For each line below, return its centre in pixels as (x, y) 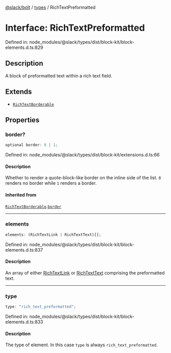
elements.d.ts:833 (24, 322)
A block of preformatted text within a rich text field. (59, 75)
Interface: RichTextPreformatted (75, 28)
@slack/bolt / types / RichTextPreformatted (50, 7)
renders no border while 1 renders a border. (51, 183)
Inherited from (21, 195)
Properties (22, 120)
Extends (19, 92)
